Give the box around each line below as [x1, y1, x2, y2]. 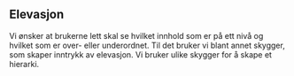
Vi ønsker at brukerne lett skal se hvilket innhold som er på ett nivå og [9, 30, 264, 41]
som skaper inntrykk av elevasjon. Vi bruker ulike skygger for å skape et [9, 49, 273, 60]
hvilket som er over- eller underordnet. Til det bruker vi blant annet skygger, [9, 40, 285, 50]
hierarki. [9, 58, 40, 69]
